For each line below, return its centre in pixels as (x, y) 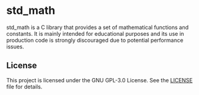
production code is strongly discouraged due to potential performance (95, 40)
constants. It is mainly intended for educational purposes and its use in (95, 33)
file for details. (24, 87)
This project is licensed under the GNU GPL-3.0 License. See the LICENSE (99, 80)
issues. (15, 47)
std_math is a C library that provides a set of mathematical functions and (98, 27)
